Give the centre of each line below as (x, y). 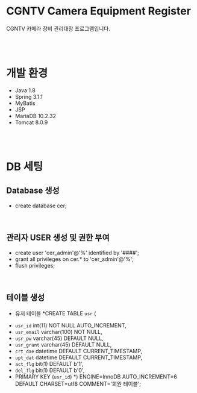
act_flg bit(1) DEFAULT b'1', (49, 363)
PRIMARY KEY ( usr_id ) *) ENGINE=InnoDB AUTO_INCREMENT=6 (96, 376)
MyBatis (25, 103)
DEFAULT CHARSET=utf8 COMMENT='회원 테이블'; (78, 383)
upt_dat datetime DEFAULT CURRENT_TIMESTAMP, (79, 357)
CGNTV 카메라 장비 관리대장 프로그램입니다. (58, 28)
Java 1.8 (25, 90)
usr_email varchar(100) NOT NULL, (58, 332)
